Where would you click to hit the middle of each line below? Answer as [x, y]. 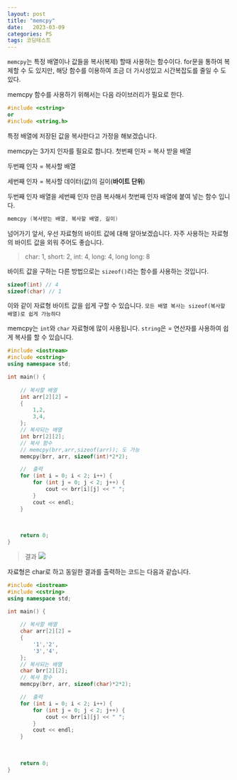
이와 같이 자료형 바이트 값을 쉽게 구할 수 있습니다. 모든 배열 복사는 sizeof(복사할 [116, 306]
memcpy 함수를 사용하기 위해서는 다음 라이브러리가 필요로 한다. [96, 95]
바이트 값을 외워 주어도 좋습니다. [59, 242]
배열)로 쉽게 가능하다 [34, 314]
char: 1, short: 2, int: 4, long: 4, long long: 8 [87, 256]
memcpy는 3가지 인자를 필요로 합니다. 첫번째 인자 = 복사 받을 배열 [99, 151]
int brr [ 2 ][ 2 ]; [43, 436]
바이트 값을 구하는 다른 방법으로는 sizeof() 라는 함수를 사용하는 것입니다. [108, 271]
